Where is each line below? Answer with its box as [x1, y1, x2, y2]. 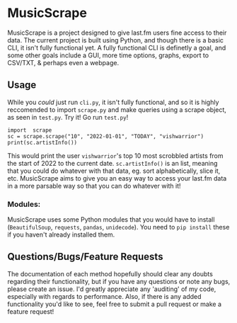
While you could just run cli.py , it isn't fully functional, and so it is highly [7, 98, 219, 106]
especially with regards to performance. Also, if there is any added [7, 292, 202, 300]
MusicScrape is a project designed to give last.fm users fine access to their [7, 28, 227, 37]
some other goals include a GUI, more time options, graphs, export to [7, 51, 209, 59]
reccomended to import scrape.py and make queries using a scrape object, [7, 105, 226, 114]
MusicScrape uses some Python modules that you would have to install [7, 215, 215, 224]
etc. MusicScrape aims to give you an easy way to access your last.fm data [7, 174, 227, 182]
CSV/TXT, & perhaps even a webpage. [7, 58, 119, 67]
